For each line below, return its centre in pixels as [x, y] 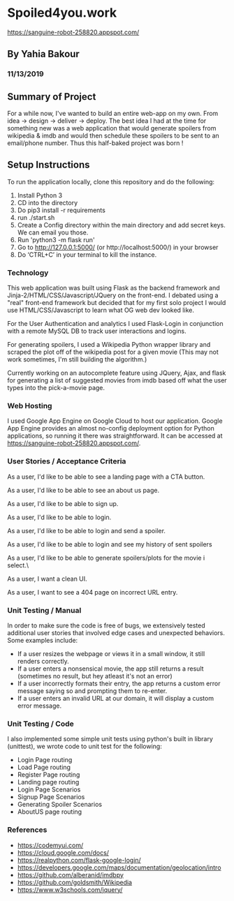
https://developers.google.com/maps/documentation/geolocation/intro [119, 868]
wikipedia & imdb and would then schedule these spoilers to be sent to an [114, 136]
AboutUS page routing [50, 812]
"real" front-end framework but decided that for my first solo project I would [117, 303]
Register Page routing [49, 775]
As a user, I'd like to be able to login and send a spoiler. [87, 530]
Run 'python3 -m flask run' [56, 239]
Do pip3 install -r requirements [61, 210]
